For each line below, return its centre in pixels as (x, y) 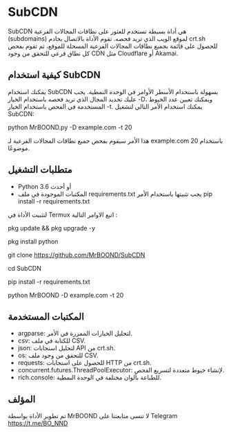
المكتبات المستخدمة (46, 317)
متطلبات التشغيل (40, 170)
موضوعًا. (19, 148)
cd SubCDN (25, 268)
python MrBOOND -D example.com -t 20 (66, 295)
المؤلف (22, 399)
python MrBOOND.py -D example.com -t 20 (70, 127)
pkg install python (33, 241)
